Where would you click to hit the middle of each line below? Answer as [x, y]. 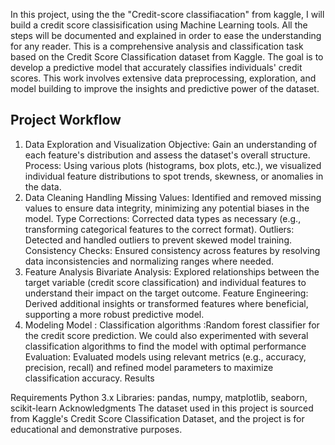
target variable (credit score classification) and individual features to [165, 282]
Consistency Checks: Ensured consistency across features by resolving [172, 250]
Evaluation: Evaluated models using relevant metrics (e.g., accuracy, [165, 356]
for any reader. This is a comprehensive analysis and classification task [157, 46]
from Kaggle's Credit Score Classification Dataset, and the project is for [157, 418]
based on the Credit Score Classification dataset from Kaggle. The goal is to [167, 57]
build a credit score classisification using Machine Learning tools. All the [159, 25]
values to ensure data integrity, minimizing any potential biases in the [167, 208]
